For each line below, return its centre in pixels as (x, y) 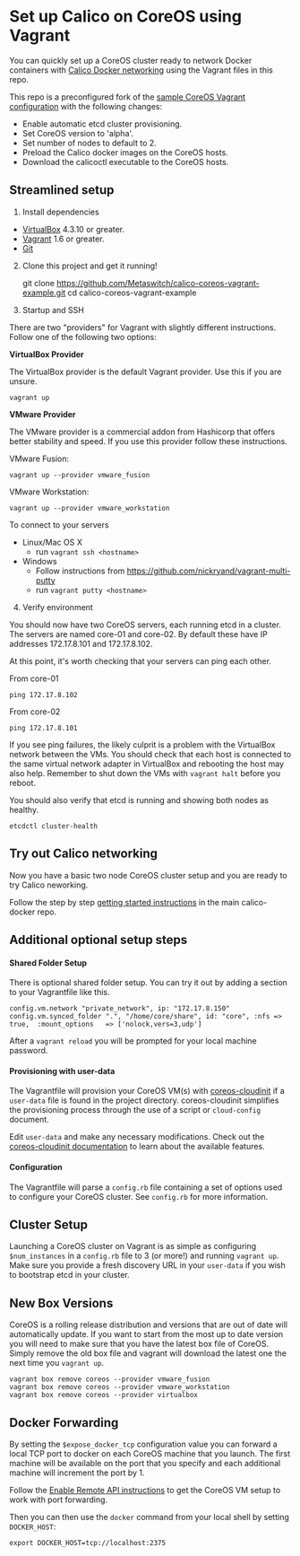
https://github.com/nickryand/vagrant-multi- (209, 571)
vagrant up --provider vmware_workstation (90, 508)
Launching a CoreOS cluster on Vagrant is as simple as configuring (133, 1246)
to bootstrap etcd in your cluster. (69, 1275)
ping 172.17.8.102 (43, 695)
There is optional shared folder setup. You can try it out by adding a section (149, 983)
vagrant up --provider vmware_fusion (80, 475)
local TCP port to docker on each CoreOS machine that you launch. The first (150, 1454)
